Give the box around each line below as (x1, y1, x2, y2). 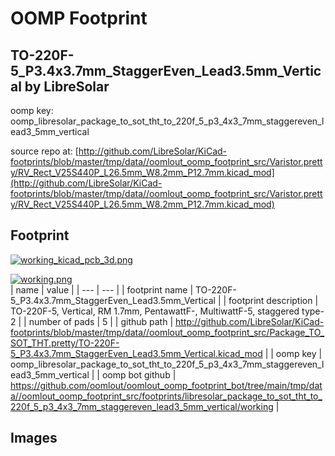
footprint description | (228, 294, 319, 306)
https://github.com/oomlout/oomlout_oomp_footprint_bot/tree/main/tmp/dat (10, 379, 323, 391)
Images (10, 430, 58, 447)
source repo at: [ (10, 145, 79, 157)
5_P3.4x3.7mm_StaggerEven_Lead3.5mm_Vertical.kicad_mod (10, 347, 263, 359)
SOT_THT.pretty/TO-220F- (10, 337, 120, 349)
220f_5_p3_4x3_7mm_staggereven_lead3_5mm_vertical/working (10, 400, 274, 412)
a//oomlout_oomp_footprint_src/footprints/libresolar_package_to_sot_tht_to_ (10, 390, 323, 402)
